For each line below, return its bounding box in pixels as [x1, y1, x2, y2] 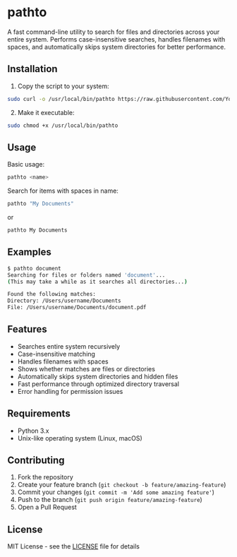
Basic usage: [7, 160, 45, 169]
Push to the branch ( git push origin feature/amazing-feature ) [17, 496, 202, 504]
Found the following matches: [7, 291, 97, 298]
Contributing [7, 455, 65, 467]
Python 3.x [17, 426, 49, 435]
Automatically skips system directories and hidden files [17, 372, 178, 381]
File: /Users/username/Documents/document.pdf [7, 304, 147, 311]
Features [7, 323, 47, 335]
